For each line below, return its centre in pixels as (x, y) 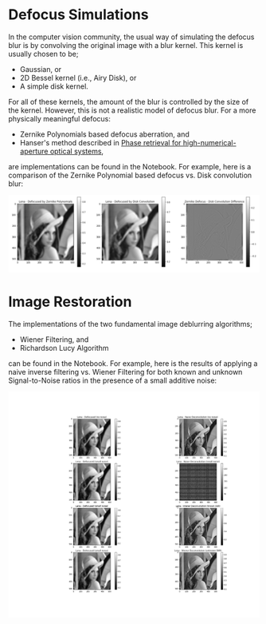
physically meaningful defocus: (60, 118)
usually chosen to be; (43, 54)
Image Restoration (70, 302)
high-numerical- (209, 142)
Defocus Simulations (78, 15)
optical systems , (77, 151)
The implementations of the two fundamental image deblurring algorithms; (130, 324)
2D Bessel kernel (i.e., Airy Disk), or (78, 78)
